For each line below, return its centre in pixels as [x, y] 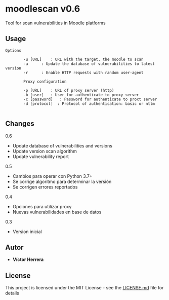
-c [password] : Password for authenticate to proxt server [90, 99]
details [12, 293]
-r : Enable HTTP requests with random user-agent [83, 72]
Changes [20, 124]
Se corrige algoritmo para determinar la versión [62, 181]
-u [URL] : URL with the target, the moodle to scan [83, 59]
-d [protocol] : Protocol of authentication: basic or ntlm [89, 104]
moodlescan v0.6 [43, 9]
